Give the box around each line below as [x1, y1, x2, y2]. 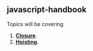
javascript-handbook [7, 5, 87, 15]
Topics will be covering [7, 20, 64, 27]
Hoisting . [15, 38, 39, 45]
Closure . [15, 32, 38, 39]
